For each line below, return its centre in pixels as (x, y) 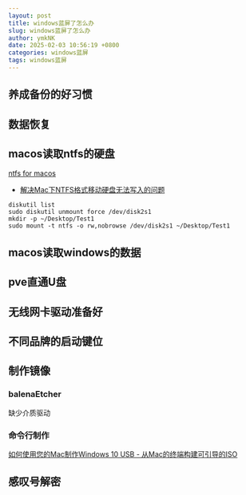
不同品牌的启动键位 (56, 341)
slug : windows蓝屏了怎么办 (50, 30)
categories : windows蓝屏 (48, 53)
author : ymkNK (32, 38)
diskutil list (32, 205)
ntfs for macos (32, 173)
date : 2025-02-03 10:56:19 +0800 (64, 46)
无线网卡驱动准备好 (56, 312)
